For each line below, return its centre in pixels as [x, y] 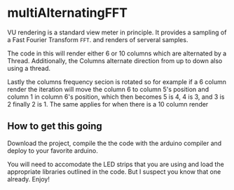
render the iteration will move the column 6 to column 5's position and [108, 89]
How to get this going [55, 127]
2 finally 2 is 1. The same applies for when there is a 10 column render [108, 104]
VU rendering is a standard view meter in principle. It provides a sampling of [117, 32]
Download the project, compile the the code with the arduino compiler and [115, 143]
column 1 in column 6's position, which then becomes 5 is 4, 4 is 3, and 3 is [116, 97]
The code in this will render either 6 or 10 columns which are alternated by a [117, 53]
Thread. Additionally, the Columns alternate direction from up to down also [115, 60]
